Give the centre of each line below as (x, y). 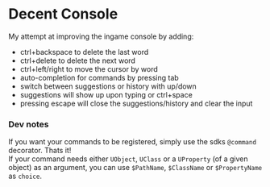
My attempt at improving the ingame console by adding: (101, 36)
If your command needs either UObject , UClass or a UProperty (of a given (128, 159)
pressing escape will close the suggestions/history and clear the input (136, 103)
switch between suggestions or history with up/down (108, 86)
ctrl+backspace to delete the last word (84, 52)
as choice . (25, 176)
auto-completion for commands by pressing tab (99, 77)
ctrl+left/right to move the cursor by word (89, 69)
